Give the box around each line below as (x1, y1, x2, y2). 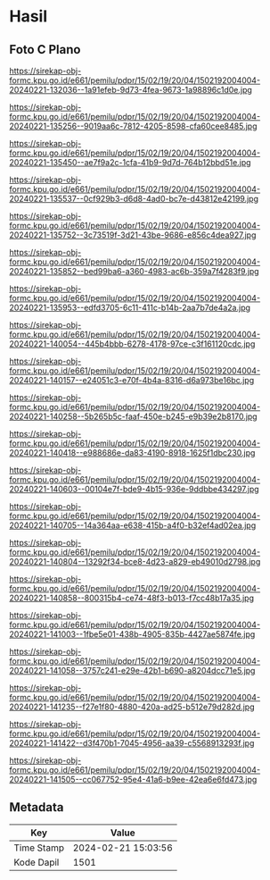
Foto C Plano (9, 42, 81, 57)
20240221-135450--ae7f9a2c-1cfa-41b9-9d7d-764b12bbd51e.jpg (9, 157, 251, 167)
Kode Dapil (13, 856, 60, 868)
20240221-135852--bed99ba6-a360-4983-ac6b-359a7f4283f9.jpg (9, 266, 260, 276)
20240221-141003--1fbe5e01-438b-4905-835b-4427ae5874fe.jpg (9, 629, 256, 640)
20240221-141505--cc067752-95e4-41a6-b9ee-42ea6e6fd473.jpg (9, 775, 258, 784)
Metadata (9, 800, 64, 815)
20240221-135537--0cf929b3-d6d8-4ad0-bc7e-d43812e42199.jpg (9, 194, 258, 204)
